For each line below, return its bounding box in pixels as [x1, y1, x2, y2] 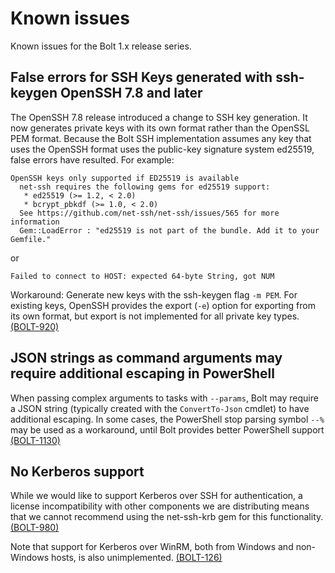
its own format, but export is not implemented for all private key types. [10, 310, 300, 322]
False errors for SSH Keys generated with [10, 69, 273, 86]
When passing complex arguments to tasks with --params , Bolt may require [10, 392, 319, 404]
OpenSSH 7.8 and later [59, 85, 203, 102]
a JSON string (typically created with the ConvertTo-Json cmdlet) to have [10, 402, 310, 414]
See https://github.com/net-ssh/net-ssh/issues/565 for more [19, 208, 280, 218]
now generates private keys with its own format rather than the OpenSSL [10, 122, 310, 134]
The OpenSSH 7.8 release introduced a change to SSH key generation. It [10, 111, 308, 123]
